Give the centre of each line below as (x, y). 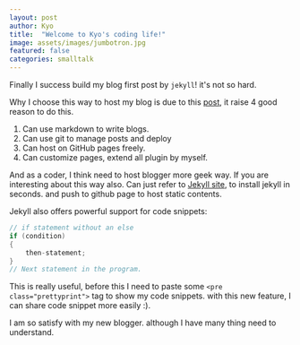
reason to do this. (42, 112)
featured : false (39, 51)
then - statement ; (56, 253)
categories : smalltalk (51, 59)
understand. (32, 332)
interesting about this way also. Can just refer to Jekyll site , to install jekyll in (150, 184)
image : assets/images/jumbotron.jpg (77, 43)
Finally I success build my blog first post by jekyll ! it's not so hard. (133, 85)
